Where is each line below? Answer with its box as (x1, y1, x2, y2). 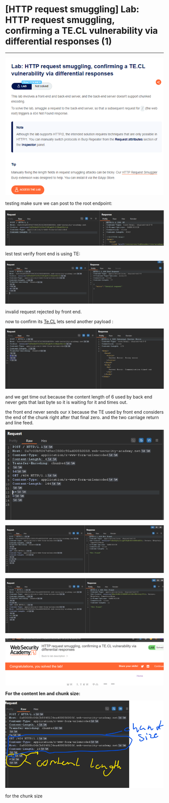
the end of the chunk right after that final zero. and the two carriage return (5, 415, 159, 421)
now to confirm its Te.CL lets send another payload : (5, 319, 114, 325)
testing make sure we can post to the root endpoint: (5, 200, 112, 206)
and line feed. (5, 420, 34, 426)
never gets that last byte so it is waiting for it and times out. (5, 399, 128, 406)
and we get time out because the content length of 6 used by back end (5, 394, 152, 400)
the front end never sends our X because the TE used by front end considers (5, 409, 164, 415)
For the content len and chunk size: (5, 691, 80, 697)
